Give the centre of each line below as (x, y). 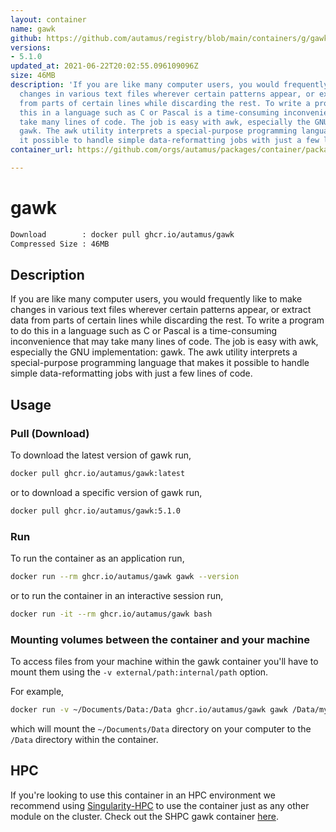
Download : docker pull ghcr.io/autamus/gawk (122, 234)
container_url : (42, 150)
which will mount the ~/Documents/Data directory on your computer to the (161, 729)
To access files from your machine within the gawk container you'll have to (164, 662)
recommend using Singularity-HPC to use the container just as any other (160, 805)
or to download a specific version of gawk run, (106, 492)
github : (26, 38)
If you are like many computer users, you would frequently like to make (156, 299)
